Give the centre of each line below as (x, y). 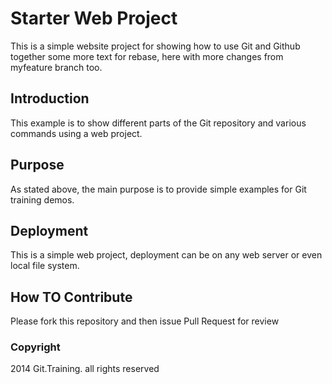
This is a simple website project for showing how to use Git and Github (155, 46)
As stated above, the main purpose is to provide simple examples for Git (158, 189)
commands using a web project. (76, 133)
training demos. (42, 199)
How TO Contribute (71, 297)
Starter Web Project (94, 18)
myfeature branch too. (56, 67)
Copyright (35, 347)
